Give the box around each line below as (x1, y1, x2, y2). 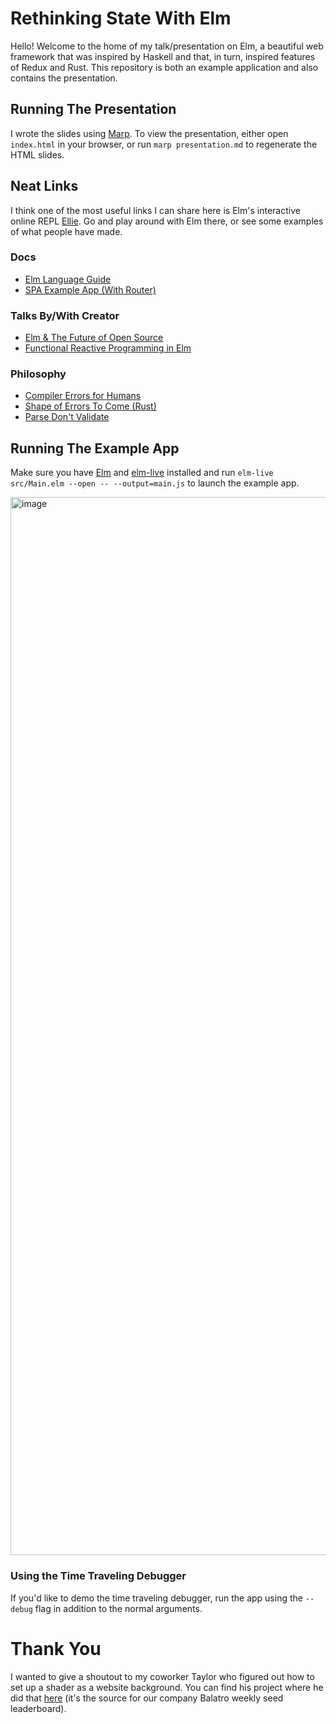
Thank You (10, 1637, 102, 1660)
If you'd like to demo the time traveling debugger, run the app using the (10, 1592, 303, 1604)
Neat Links (10, 178, 79, 195)
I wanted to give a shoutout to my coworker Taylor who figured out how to (10, 1670, 315, 1682)
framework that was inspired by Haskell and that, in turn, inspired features (10, 50, 316, 62)
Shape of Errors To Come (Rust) (24, 400, 157, 412)
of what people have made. (10, 225, 123, 237)
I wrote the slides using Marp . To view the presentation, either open (10, 127, 289, 139)
